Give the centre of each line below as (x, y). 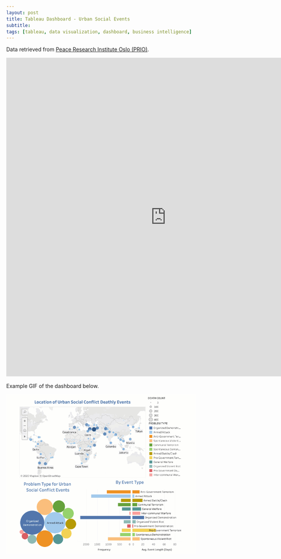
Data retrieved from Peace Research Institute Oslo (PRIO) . (78, 49)
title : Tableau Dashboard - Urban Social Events (68, 19)
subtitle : (19, 25)
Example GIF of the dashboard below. (53, 386)
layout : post (23, 13)
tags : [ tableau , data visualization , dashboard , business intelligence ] (99, 32)
